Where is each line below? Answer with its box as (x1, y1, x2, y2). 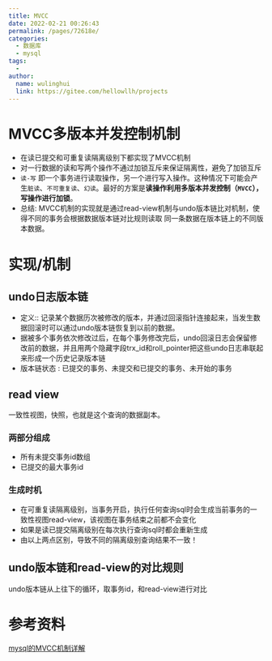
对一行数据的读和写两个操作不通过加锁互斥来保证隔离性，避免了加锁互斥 (19, 163, 261, 173)
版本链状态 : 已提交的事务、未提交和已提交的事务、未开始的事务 (19, 364, 232, 373)
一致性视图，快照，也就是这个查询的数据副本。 (8, 410, 164, 420)
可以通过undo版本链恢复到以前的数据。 (48, 323, 180, 333)
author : (8, 72, 35, 80)
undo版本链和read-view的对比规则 (8, 561, 184, 575)
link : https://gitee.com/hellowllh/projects (15, 87, 168, 96)
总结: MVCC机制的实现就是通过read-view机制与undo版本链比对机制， (19, 203, 253, 213)
